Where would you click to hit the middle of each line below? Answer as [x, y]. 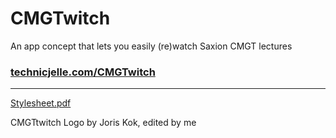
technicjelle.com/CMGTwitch [83, 72]
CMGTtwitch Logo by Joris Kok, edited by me [103, 123]
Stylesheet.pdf [41, 103]
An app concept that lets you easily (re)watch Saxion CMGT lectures [151, 46]
